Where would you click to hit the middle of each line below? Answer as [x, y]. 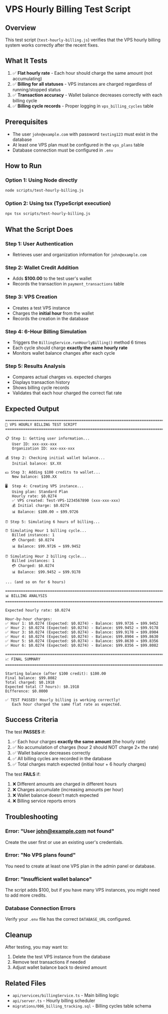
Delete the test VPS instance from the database [61, 957]
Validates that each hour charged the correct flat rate [67, 393]
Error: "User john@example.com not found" [60, 831]
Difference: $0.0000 [27, 691]
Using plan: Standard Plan [40, 492]
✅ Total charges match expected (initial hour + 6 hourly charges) [79, 764]
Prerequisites [26, 122]
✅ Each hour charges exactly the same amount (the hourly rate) [79, 742]
